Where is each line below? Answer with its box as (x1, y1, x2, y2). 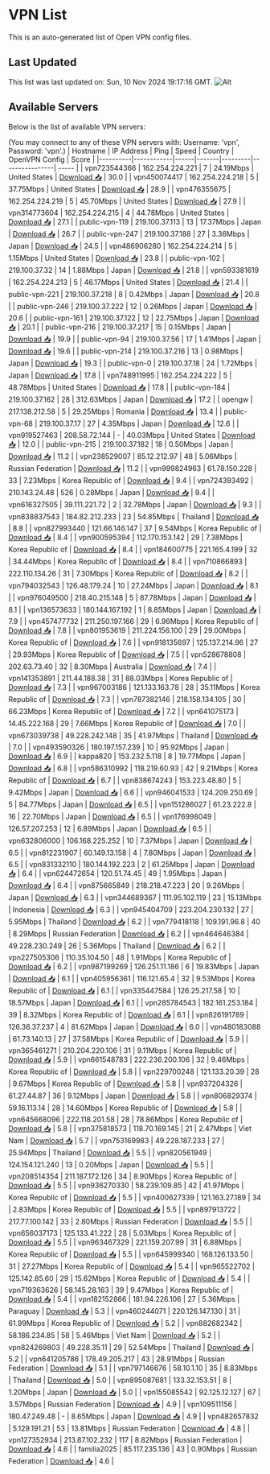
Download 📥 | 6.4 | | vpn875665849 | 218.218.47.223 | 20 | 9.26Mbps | (8, 880, 245, 890)
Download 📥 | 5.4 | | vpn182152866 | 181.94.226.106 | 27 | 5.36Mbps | (8, 1294, 240, 1303)
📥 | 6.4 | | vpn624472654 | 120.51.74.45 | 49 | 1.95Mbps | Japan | (8, 868, 227, 878)
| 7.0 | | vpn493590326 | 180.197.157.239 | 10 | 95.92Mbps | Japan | (8, 742, 229, 752)
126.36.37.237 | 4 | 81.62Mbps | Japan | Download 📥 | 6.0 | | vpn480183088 (8, 1022, 261, 1031)
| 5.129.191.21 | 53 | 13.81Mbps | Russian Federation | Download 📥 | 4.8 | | (8, 1423, 251, 1433)
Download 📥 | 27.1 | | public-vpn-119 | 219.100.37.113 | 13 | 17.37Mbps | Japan (8, 217, 262, 226)
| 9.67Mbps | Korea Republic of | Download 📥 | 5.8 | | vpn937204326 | (8, 1079, 243, 1088)
